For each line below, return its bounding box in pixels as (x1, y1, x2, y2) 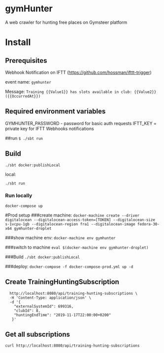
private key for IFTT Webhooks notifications (5, 126, 95, 132)
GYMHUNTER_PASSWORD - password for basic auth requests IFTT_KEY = (5, 120, 157, 126)
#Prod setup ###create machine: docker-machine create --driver (5, 212, 139, 218)
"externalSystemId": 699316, (14, 304, 74, 309)
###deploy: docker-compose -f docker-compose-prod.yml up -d (5, 263, 133, 269)
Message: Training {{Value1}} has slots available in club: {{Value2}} (5, 88, 157, 94)
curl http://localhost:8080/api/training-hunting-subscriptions (5, 343, 140, 349)
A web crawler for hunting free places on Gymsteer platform (5, 19, 128, 25)
